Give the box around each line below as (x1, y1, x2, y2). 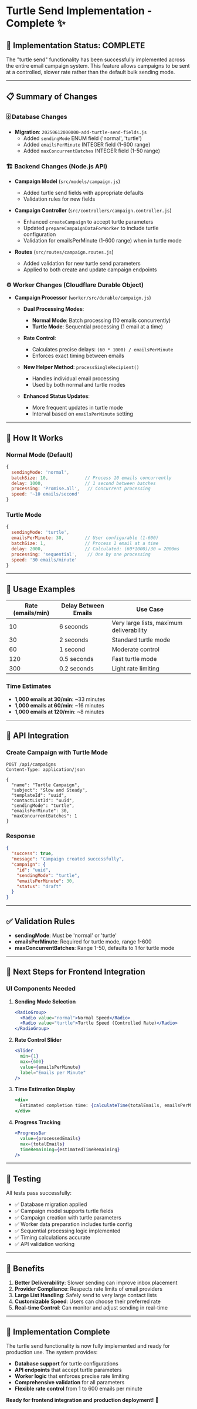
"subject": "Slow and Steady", (11, 787, 88, 793)
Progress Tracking (14, 1119, 61, 1126)
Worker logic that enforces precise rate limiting (14, 1373, 130, 1380)
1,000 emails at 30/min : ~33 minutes (14, 696, 106, 703)
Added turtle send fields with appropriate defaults (23, 189, 144, 196)
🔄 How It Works (6, 433, 63, 443)
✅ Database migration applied (14, 1201, 87, 1208)
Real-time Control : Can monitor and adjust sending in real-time (14, 1304, 168, 1311)
